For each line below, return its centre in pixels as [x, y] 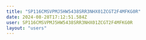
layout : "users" [26, 28]
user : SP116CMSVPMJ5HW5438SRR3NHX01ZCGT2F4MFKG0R [70, 22]
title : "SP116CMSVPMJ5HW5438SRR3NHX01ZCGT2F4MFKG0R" [74, 11]
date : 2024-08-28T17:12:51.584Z [47, 17]
